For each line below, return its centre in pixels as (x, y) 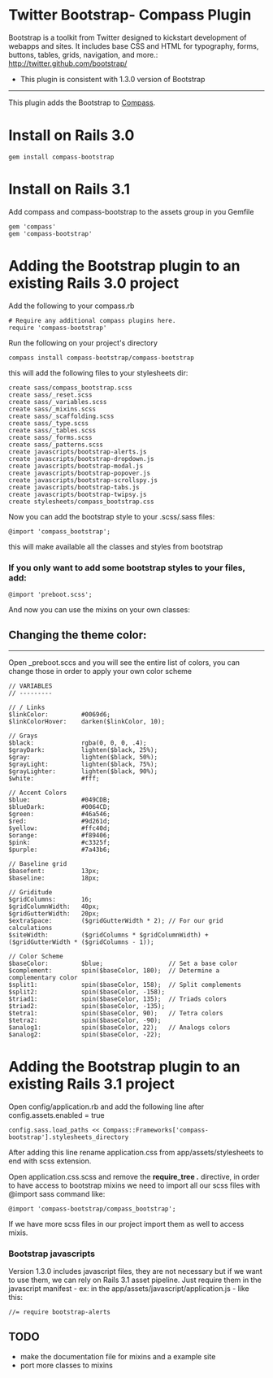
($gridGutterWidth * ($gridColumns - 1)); (81, 942)
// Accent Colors (38, 793)
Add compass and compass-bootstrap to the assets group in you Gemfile (131, 211)
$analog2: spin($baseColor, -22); (85, 1034)
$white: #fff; (54, 778)
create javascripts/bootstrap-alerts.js (78, 452)
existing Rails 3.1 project (91, 1084)
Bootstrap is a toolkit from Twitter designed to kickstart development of (128, 37)
